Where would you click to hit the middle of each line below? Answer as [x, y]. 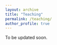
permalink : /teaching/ [28, 19]
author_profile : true [28, 23]
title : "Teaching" [24, 14]
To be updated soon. [26, 38]
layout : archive [22, 10]
